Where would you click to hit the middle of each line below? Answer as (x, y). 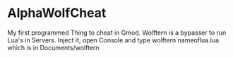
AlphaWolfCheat (57, 13)
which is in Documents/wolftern (54, 47)
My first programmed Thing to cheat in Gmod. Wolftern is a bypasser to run (117, 33)
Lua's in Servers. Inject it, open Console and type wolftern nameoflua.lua (113, 40)
